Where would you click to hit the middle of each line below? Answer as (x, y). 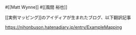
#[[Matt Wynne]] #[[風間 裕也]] (36, 7)
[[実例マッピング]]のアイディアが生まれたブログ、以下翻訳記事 (68, 17)
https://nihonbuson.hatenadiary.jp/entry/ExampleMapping (64, 27)
